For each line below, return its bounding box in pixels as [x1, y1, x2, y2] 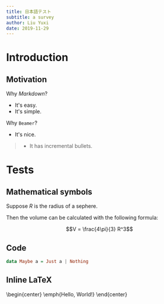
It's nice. [14, 131, 36, 138]
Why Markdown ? [6, 90, 48, 97]
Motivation [6, 74, 47, 84]
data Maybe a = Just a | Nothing [6, 259, 89, 265]
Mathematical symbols [6, 186, 93, 197]
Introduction [6, 51, 69, 64]
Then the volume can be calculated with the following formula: [6, 214, 159, 221]
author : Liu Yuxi [6, 20, 49, 26]
